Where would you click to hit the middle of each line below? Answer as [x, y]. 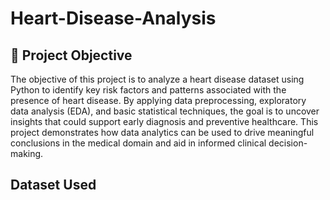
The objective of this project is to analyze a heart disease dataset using [157, 79]
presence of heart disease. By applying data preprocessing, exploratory [158, 100]
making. [27, 153]
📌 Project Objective [71, 55]
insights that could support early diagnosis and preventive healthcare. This [164, 121]
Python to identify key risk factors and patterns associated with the [148, 90]
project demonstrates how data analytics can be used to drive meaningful [162, 132]
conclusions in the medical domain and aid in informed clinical [138, 143]
